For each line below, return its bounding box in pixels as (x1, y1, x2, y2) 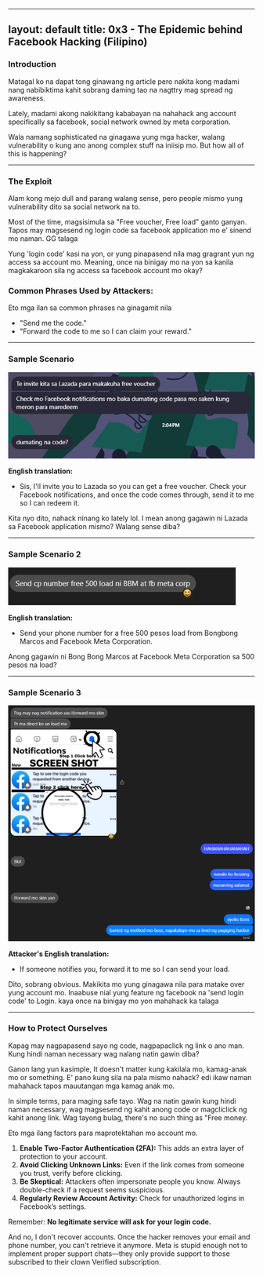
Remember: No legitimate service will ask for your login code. (8, 1217, 211, 1226)
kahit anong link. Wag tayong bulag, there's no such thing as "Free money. (8, 1112, 248, 1123)
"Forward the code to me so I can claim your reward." (19, 327, 193, 336)
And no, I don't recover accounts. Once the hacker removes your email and (8, 1232, 250, 1241)
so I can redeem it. (19, 498, 80, 508)
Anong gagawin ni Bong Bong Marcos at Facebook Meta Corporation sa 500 (8, 652, 255, 661)
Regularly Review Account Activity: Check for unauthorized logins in (19, 1193, 245, 1203)
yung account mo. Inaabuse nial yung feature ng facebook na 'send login (8, 987, 244, 997)
